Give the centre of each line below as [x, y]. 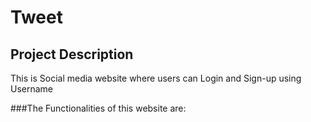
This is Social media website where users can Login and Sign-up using [156, 78]
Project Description [72, 54]
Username [32, 89]
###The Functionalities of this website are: [98, 108]
